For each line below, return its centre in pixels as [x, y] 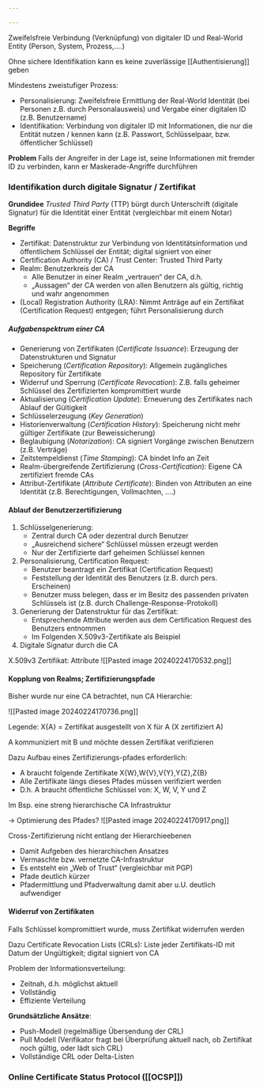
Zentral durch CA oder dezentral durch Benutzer [110, 536]
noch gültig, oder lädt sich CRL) [71, 1048]
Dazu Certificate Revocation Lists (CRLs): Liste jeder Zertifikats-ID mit [122, 944]
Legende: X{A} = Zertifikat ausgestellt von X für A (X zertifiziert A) [116, 727]
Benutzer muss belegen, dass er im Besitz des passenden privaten [140, 595]
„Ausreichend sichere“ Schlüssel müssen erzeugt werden [125, 544]
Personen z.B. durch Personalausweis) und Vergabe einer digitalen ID [133, 109]
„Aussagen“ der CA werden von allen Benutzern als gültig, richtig [137, 285]
